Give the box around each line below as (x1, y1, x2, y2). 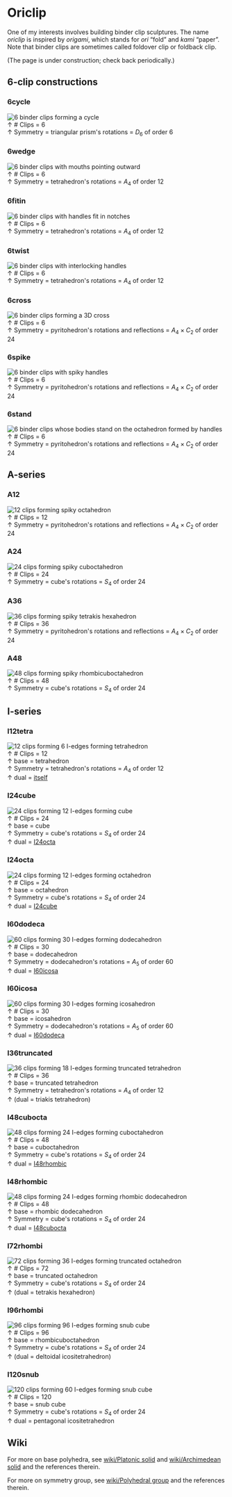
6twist (7, 245, 30, 255)
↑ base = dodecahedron (7, 950, 78, 958)
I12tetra (7, 726, 33, 736)
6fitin (7, 196, 26, 206)
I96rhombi (7, 1305, 44, 1315)
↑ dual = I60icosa (7, 966, 59, 974)
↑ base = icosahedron (7, 1014, 72, 1022)
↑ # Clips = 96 (7, 1329, 49, 1337)
